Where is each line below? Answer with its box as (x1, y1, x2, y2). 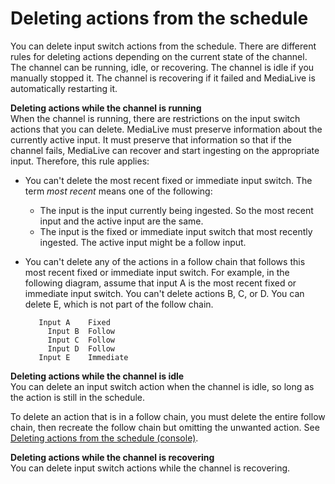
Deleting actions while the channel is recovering (10, 451, 215, 463)
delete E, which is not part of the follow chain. (24, 298, 214, 310)
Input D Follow (47, 343, 115, 354)
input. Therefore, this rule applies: (10, 155, 150, 167)
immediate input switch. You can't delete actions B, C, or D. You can (24, 287, 305, 299)
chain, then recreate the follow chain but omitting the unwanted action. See (10, 421, 320, 433)
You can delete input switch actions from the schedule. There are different (10, 40, 317, 52)
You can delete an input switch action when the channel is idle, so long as (10, 380, 315, 392)
